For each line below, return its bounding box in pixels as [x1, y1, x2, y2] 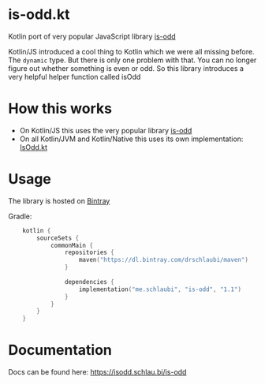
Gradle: [8, 211, 32, 221]
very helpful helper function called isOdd [8, 72, 141, 81]
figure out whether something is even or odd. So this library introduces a [8, 63, 244, 73]
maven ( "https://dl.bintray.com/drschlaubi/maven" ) [78, 256, 248, 264]
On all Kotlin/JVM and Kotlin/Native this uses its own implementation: [19, 134, 244, 144]
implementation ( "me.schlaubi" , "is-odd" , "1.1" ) [78, 285, 242, 293]
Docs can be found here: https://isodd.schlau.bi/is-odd [8, 367, 187, 377]
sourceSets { [36, 234, 80, 242]
